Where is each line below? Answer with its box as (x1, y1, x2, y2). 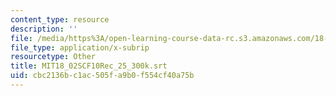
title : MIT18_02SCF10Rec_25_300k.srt (10, 61, 168, 71)
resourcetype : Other (10, 52, 97, 62)
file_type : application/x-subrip (10, 42, 150, 53)
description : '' (10, 24, 78, 34)
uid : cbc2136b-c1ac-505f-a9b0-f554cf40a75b (10, 71, 195, 81)
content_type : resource (10, 14, 110, 25)
